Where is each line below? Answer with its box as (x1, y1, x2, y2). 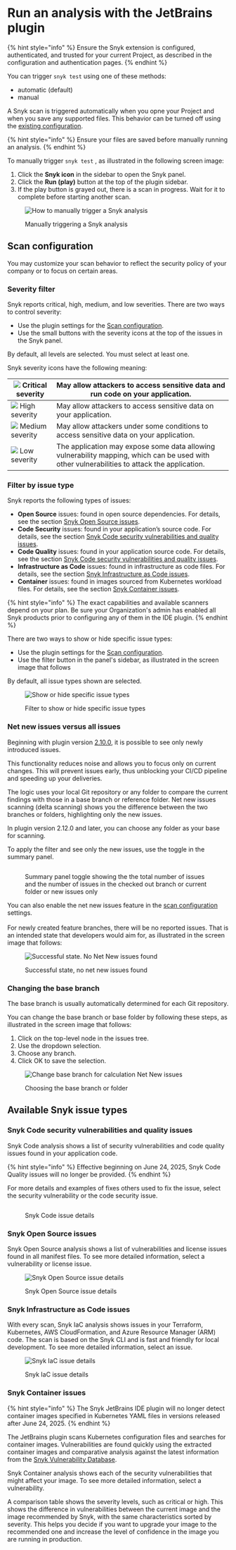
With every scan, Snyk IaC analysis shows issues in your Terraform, (7, 1320, 204, 1329)
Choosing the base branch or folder (25, 1083, 129, 1092)
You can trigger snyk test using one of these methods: (7, 72, 166, 80)
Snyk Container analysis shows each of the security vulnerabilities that (7, 1468, 212, 1477)
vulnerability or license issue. (7, 1260, 92, 1268)
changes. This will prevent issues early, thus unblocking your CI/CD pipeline (7, 766, 228, 775)
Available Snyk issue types (7, 1105, 128, 1117)
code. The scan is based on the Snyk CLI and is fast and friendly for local (7, 1336, 219, 1344)
